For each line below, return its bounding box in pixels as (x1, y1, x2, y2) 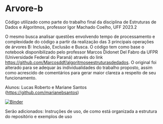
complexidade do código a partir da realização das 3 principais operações (5, 38, 154, 44)
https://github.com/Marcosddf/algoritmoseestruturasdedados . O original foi (5, 59, 157, 65)
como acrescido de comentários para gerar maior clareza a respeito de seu (5, 70, 156, 75)
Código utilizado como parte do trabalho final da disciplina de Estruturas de (5, 19, 157, 25)
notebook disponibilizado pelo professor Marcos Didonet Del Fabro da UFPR (5, 49, 158, 55)
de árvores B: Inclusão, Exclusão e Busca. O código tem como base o (5, 44, 145, 50)
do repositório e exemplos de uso (5, 113, 72, 119)
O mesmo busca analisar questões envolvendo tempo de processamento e (5, 34, 155, 39)
